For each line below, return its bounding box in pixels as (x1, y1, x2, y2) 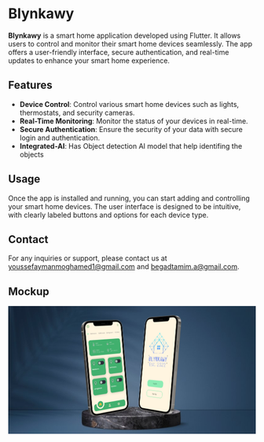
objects (19, 149, 45, 159)
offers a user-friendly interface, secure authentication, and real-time (8, 47, 229, 57)
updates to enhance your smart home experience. (8, 56, 170, 65)
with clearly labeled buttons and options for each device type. (8, 210, 209, 219)
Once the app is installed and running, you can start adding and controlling (8, 193, 250, 203)
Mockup (8, 285, 49, 298)
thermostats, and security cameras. (19, 108, 135, 117)
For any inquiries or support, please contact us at (8, 253, 167, 263)
